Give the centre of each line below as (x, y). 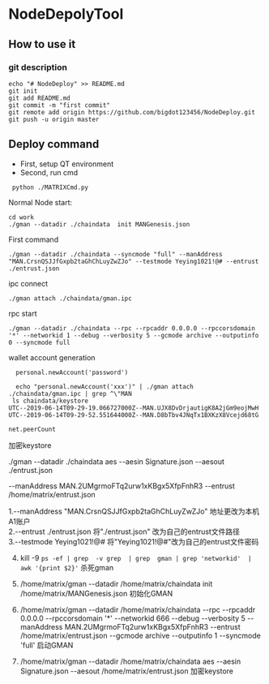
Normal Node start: (41, 202)
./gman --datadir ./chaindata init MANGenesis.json (99, 224)
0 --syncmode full (39, 342)
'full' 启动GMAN (47, 645)
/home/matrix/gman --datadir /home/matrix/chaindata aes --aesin (130, 661)
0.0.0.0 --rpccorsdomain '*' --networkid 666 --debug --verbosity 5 (132, 618)
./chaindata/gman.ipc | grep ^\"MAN (70, 394)
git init (23, 91)
